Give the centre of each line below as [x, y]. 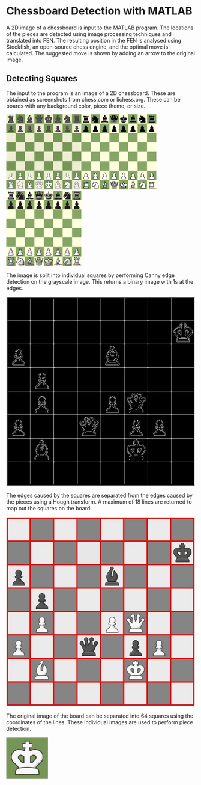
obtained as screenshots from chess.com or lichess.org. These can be [94, 99]
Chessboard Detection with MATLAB [99, 11]
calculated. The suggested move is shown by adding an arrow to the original [100, 53]
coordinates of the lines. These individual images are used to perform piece [100, 722]
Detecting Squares [42, 78]
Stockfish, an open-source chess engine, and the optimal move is [87, 47]
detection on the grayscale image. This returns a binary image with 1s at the [100, 281]
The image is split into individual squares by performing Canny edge [91, 275]
